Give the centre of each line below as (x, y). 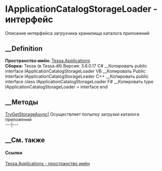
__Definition (24, 49)
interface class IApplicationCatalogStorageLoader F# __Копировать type (79, 81)
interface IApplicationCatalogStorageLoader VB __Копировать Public (75, 71)
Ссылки (14, 153)
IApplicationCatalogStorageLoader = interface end (56, 87)
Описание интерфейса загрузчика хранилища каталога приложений (77, 33)
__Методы (22, 102)
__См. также (25, 140)
